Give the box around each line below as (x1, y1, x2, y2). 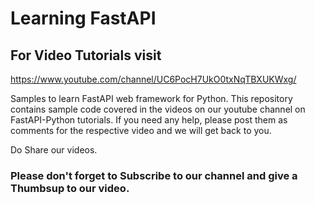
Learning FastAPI (10, 7, 157, 30)
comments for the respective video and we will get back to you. (10, 125, 272, 136)
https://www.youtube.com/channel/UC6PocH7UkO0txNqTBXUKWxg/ (10, 73, 297, 85)
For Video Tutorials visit (10, 47, 162, 64)
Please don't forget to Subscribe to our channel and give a (10, 168, 298, 182)
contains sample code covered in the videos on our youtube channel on (10, 103, 306, 115)
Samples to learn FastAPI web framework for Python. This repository (10, 93, 293, 104)
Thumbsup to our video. (10, 181, 130, 195)
